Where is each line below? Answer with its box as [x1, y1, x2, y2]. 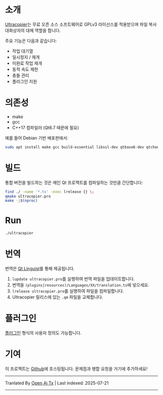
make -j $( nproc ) [5, 198, 38, 203]
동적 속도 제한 [12, 66, 38, 72]
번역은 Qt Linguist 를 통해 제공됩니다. [5, 266, 75, 272]
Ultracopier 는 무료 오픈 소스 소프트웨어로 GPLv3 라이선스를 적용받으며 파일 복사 [5, 21, 157, 27]
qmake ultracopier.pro [5, 194, 51, 199]
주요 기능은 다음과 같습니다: [5, 37, 57, 44]
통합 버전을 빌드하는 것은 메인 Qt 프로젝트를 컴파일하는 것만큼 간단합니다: [5, 179, 143, 185]
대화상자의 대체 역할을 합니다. [5, 27, 61, 33]
